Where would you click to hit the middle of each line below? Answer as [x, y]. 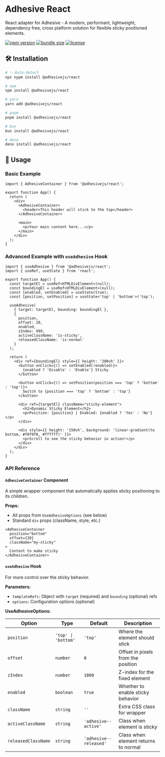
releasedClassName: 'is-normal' [51, 340]
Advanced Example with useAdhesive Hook [56, 256]
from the [128, 658]
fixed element [134, 678]
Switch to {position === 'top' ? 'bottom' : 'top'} [77, 392]
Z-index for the [136, 672]
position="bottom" [28, 534]
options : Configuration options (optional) [53, 602]
